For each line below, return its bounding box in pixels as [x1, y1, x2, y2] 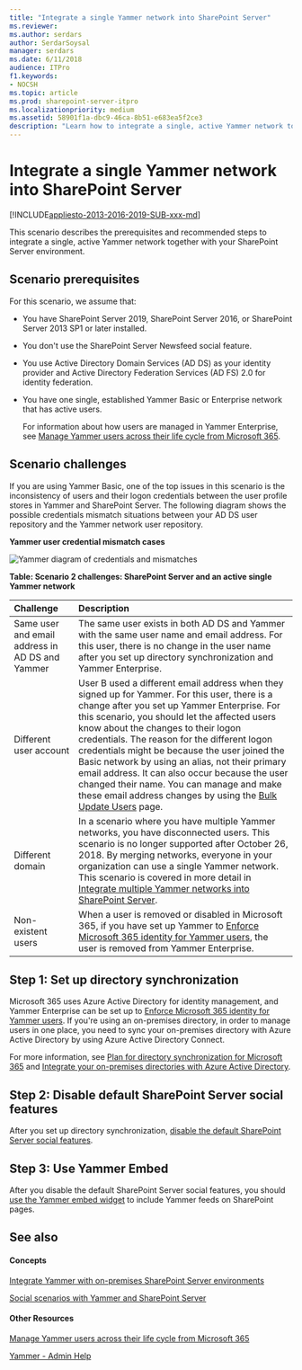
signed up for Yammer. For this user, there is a [77, 688, 273, 700]
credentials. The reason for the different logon [77, 733, 272, 745]
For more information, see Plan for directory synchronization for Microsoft [9, 1052, 283, 1063]
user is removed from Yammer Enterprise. [77, 941, 254, 954]
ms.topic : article [9, 88, 78, 97]
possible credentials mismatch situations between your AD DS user [9, 509, 258, 520]
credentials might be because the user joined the [77, 743, 285, 756]
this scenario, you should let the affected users [77, 710, 277, 723]
